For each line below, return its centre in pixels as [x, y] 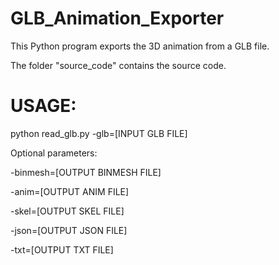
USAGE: [43, 106]
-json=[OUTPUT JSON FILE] [69, 230]
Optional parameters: [54, 153]
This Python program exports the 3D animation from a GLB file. [140, 46]
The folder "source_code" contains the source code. [118, 65]
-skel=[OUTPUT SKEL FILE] [67, 211]
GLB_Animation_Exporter [117, 18]
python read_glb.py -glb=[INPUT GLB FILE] [99, 133]
